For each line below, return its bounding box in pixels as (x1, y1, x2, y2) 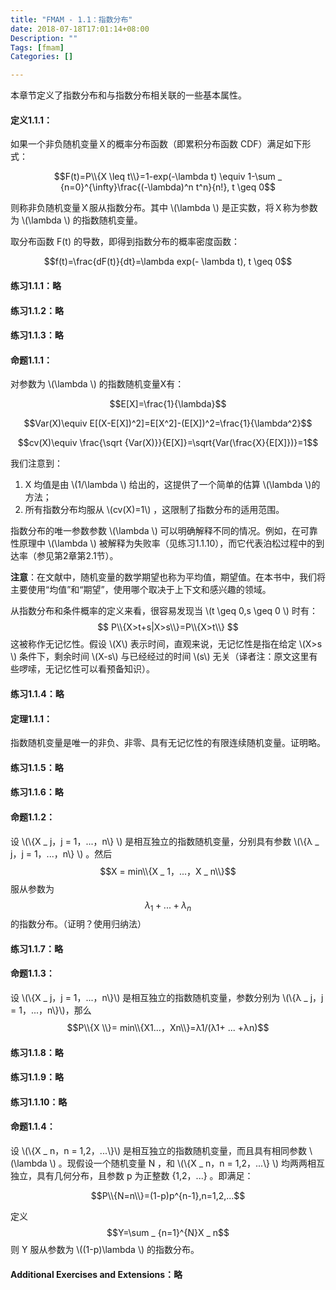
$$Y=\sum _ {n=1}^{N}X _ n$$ (106, 1227, 230, 1239)
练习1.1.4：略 (10, 687, 65, 700)
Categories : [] (10, 52, 74, 62)
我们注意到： (10, 457, 63, 470)
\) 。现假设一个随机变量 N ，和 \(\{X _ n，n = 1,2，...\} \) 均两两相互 (49, 1157, 326, 1170)
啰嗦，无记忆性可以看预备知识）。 (18, 663, 155, 675)
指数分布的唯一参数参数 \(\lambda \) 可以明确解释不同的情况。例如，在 (10, 525, 301, 537)
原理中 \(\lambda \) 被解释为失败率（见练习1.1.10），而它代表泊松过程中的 (18, 537, 317, 550)
